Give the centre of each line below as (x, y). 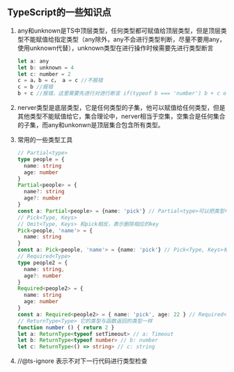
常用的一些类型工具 (45, 140)
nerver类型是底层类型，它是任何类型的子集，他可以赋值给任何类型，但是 (121, 108)
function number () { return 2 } (66, 327)
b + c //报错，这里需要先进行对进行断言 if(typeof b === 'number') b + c (119, 94)
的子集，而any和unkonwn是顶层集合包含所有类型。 (91, 125)
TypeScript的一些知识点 (59, 13)
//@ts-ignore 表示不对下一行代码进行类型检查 (82, 361)
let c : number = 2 (44, 74)
